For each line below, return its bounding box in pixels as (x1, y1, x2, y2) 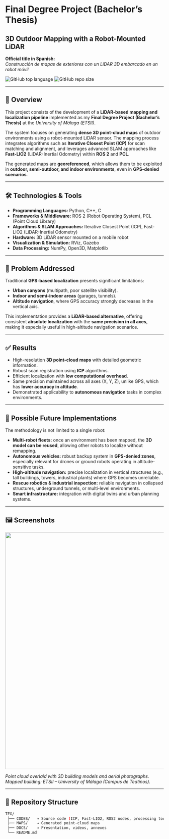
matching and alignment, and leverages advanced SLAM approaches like (5, 145, 157, 152)
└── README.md (7, 830, 37, 835)
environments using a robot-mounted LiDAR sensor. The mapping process (5, 135, 159, 141)
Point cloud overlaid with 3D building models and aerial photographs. (5, 773, 149, 779)
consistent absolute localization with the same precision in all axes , (5, 319, 148, 325)
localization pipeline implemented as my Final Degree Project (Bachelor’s (5, 114, 160, 120)
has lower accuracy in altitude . (12, 384, 78, 390)
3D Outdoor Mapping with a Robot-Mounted (5, 34, 146, 43)
